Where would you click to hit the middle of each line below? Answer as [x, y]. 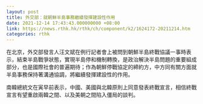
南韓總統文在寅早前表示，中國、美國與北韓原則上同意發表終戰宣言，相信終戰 [101, 87]
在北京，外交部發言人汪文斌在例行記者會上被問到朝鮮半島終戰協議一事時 [96, 52]
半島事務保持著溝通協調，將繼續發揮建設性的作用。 [70, 75]
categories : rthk [28, 34]
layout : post [23, 12]
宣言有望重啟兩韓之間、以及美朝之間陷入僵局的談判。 [72, 95]
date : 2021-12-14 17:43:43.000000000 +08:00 [63, 23]
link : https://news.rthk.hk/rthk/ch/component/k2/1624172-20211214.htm [98, 29]
